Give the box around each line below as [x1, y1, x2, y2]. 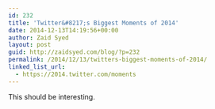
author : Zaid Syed [8, 33, 69, 42]
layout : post [8, 41, 52, 49]
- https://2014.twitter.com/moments [15, 70, 136, 78]
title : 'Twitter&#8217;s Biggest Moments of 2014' [8, 19, 179, 27]
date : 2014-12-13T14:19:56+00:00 [8, 26, 119, 34]
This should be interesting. [8, 92, 95, 101]
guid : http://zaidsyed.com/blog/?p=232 [8, 48, 140, 56]
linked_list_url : [8, 63, 66, 71]
